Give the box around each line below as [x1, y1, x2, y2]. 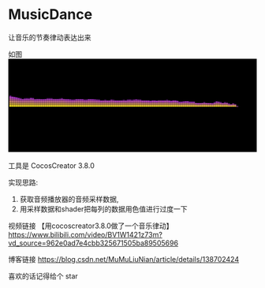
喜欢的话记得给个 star [8, 271, 79, 281]
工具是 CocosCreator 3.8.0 [8, 161, 95, 170]
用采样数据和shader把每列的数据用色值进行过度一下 [19, 204, 188, 214]
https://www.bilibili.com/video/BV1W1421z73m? [8, 230, 163, 240]
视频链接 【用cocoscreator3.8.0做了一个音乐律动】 [8, 221, 174, 230]
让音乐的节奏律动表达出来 [8, 32, 91, 42]
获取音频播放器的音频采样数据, [19, 195, 119, 204]
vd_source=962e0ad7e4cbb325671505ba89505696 [8, 238, 179, 248]
